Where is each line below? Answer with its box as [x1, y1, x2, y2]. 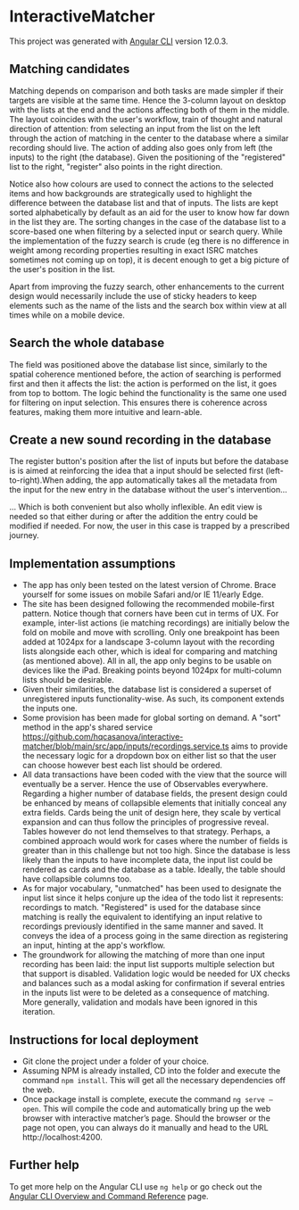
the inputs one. [21, 703, 78, 714]
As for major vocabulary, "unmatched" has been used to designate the [21, 883, 282, 894]
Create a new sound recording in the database [9, 432, 272, 447]
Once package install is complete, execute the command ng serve [21, 1094, 265, 1104]
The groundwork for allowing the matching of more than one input [21, 949, 265, 960]
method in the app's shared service [21, 722, 154, 733]
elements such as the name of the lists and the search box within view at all [9, 300, 287, 311]
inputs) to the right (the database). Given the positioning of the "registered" [9, 152, 287, 162]
